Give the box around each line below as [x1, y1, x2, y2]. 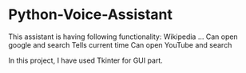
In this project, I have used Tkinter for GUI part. [8, 56, 164, 65]
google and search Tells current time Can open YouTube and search [8, 40, 232, 49]
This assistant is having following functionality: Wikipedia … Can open [8, 32, 238, 41]
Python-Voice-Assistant [8, 6, 173, 24]
